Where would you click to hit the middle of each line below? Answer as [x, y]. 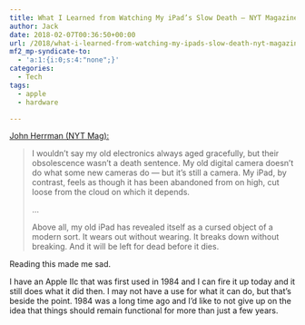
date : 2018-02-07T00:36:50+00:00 [73, 34]
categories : [32, 69]
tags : [20, 85]
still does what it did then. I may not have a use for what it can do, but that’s [151, 291]
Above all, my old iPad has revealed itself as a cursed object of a [152, 227]
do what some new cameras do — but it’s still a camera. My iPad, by [159, 172]
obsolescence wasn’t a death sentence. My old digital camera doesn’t [162, 163]
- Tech [30, 77]
